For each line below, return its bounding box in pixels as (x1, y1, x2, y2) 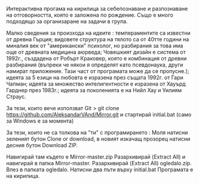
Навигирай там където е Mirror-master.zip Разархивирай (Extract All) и (6, 153, 186, 160)
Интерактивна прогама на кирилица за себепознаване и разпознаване (6, 5, 188, 12)
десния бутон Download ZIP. (6, 142, 78, 148)
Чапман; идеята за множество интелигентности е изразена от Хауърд (6, 80, 186, 87)
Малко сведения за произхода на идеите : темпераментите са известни (6, 29, 191, 37)
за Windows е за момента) (6, 117, 74, 125)
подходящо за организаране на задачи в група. (6, 18, 128, 25)
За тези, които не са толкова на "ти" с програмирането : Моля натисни (6, 129, 188, 136)
